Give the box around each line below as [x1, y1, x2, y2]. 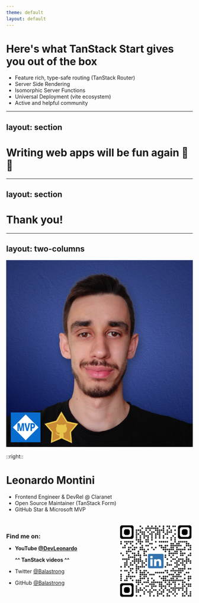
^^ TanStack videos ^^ [14, 556, 70, 563]
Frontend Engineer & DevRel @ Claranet [14, 493, 113, 500]
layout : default [6, 15, 46, 22]
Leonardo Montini [6, 474, 95, 487]
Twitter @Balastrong [14, 567, 65, 575]
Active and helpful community [14, 100, 88, 107]
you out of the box [6, 55, 98, 68]
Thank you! [6, 213, 63, 226]
